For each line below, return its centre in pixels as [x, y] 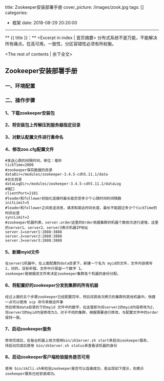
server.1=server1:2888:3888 [34, 232]
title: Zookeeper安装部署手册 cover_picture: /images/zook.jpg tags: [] [74, 7]
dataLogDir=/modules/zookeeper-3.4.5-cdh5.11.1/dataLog [63, 184]
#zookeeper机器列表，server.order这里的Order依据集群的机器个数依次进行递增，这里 [82, 223]
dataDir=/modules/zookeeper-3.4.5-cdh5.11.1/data [57, 175]
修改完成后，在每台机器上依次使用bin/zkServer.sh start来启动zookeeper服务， [78, 341]
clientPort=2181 [21, 193]
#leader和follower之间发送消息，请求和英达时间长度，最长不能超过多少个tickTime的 [81, 208]
